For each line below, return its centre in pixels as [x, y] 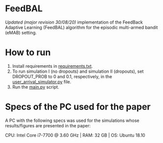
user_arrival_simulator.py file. [41, 82]
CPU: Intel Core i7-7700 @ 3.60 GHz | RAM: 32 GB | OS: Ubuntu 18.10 [75, 135]
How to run [28, 53]
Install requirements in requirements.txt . [53, 66]
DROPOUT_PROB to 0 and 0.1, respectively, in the [62, 76]
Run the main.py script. [36, 87]
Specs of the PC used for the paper [78, 107]
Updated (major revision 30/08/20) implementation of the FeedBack [74, 22]
